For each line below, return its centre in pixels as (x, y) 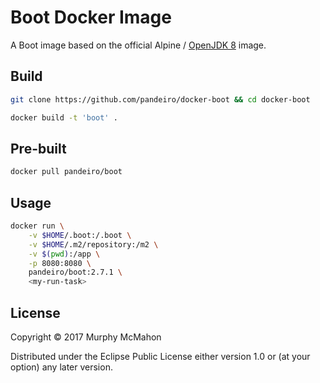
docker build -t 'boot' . (64, 117)
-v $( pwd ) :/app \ (64, 254)
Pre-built (38, 148)
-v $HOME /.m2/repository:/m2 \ (93, 244)
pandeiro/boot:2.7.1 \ (75, 272)
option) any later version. (61, 367)
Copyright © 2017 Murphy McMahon (86, 337)
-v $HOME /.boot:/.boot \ (80, 235)
